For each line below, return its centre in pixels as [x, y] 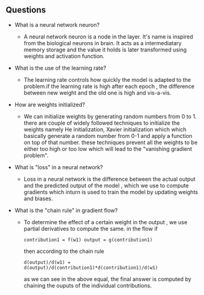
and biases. [38, 198]
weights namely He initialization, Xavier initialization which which [105, 129]
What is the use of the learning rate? [60, 68]
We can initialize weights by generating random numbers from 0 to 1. [110, 116]
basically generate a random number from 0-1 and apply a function [108, 136]
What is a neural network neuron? [57, 24]
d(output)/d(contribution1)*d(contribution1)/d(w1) [91, 268]
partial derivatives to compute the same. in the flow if [91, 228]
